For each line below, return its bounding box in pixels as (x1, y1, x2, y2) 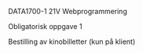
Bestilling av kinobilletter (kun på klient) (8, 37, 136, 46)
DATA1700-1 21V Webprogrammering (8, 7, 127, 16)
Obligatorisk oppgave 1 (8, 22, 82, 31)
